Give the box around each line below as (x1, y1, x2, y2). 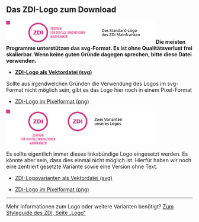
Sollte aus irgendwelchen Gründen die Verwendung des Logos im (6, 80, 166, 87)
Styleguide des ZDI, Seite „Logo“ (6, 209, 86, 216)
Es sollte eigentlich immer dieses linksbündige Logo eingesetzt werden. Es (6, 150, 188, 157)
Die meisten (155, 38, 186, 45)
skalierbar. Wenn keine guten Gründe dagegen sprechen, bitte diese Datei (6, 50, 192, 58)
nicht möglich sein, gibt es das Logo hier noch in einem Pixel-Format (24, 86, 192, 94)
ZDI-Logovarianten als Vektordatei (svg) (14, 174, 113, 181)
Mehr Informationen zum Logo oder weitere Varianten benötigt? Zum (6, 202, 174, 210)
